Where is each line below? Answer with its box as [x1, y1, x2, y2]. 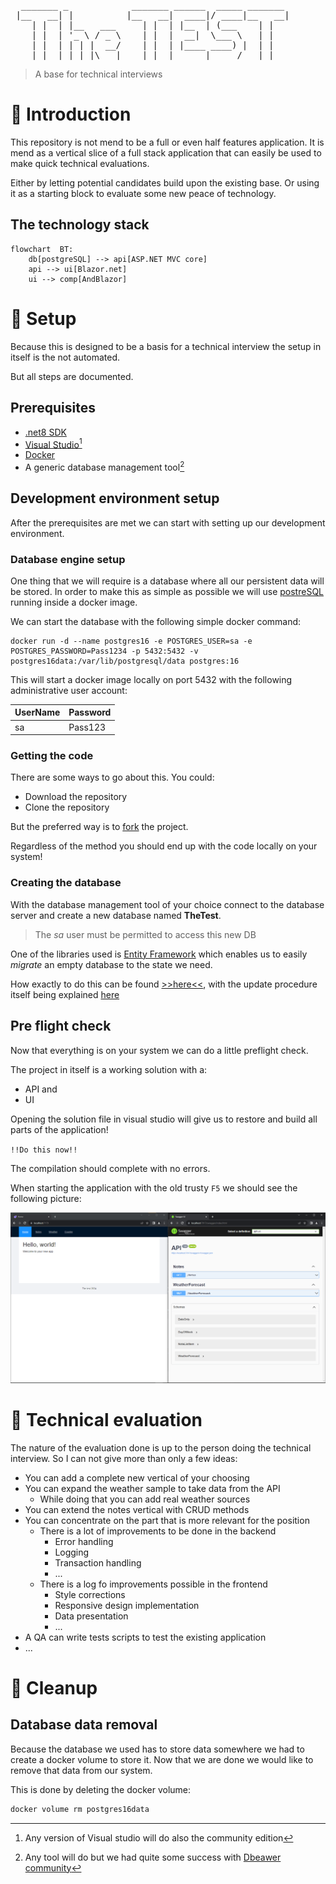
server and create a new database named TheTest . [10, 909, 222, 921]
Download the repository [24, 791, 128, 803]
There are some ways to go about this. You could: [10, 771, 215, 784]
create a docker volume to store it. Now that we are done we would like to [10, 1753, 314, 1765]
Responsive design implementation [54, 1599, 200, 1611]
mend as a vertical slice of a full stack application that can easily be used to [10, 146, 322, 159]
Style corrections [54, 1588, 126, 1600]
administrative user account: [10, 684, 128, 696]
